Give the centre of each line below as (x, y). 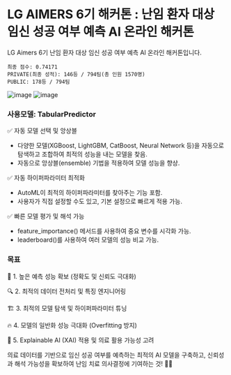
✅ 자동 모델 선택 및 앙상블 (42, 131)
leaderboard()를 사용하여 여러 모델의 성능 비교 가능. (88, 240)
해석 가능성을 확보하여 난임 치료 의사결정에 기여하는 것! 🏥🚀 (93, 363)
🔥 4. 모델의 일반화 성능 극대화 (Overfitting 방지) (72, 325)
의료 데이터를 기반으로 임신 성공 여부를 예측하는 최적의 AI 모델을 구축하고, (107, 355)
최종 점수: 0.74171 (32, 67)
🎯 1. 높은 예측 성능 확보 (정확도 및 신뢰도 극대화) (72, 276)
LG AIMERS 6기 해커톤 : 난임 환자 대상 (111, 14)
